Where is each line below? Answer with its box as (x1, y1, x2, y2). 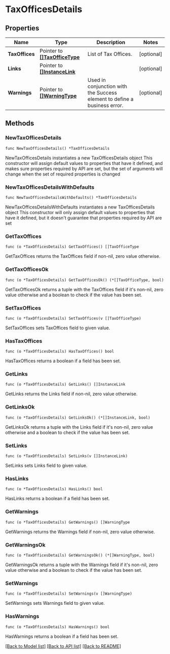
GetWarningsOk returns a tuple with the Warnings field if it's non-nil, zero (5, 562, 158, 568)
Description (96, 39, 125, 46)
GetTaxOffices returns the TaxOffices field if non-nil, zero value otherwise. (5, 253, 160, 259)
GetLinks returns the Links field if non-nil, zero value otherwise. (5, 391, 138, 397)
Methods (5, 119, 34, 128)
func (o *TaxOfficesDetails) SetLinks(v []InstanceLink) (5, 454, 128, 459)
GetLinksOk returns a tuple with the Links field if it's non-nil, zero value (5, 424, 153, 430)
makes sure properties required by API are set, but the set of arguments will (5, 165, 163, 171)
